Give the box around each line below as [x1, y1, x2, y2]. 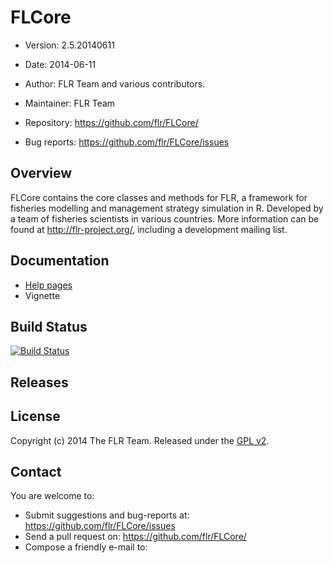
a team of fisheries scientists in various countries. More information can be [10, 212, 320, 225]
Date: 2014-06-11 [24, 58, 97, 70]
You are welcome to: [10, 490, 95, 502]
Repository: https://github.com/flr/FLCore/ [24, 116, 199, 128]
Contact [10, 463, 62, 480]
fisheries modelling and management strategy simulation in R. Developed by [10, 202, 324, 214]
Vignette [24, 289, 61, 301]
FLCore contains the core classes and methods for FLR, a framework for [10, 191, 308, 203]
